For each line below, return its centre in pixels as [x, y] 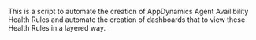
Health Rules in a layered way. [57, 28]
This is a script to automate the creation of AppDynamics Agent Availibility [128, 11]
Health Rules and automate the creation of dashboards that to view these [127, 20]
